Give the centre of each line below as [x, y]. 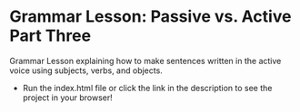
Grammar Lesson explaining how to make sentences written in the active [145, 61]
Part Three [50, 36]
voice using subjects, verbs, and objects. [86, 70]
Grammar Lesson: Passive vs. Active [150, 17]
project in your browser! [68, 98]
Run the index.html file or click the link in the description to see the [147, 88]
